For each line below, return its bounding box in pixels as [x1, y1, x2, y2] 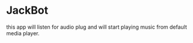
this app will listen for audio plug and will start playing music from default [6, 23, 188, 30]
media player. [6, 29, 40, 36]
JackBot [6, 4, 49, 17]
